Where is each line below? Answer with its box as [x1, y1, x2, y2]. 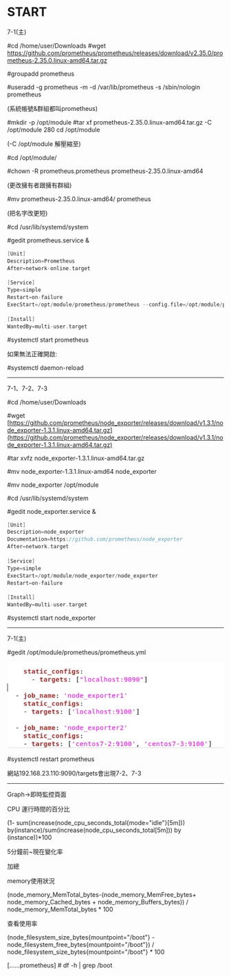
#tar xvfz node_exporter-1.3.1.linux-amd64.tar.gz [7, 454, 145, 462]
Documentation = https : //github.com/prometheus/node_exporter [7, 536, 184, 543]
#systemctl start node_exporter [7, 614, 96, 622]
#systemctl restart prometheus [7, 755, 95, 763]
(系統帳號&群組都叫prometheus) [7, 104, 98, 112]
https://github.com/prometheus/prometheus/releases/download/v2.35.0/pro [7, 49, 223, 57]
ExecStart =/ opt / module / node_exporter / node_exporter [7, 572, 158, 579]
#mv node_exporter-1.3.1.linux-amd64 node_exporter [7, 467, 157, 475]
